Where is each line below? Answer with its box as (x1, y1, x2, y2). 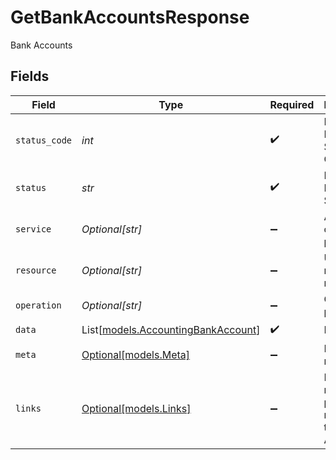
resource (15, 264, 57, 276)
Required (269, 97, 315, 111)
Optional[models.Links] (81, 401, 192, 415)
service (15, 223, 52, 235)
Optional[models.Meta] (81, 347, 191, 361)
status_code (15, 134, 73, 146)
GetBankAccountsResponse (10, 6, 250, 29)
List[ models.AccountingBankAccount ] (81, 323, 261, 337)
